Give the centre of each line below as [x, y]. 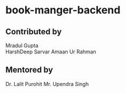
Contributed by [34, 32]
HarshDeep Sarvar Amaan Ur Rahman [51, 52]
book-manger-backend [63, 10]
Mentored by [29, 70]
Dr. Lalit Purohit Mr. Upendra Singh [47, 84]
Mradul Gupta [22, 45]
